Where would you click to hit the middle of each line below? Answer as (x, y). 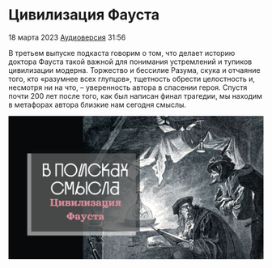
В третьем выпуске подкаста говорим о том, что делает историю (122, 53)
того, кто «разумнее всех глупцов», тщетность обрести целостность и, (132, 79)
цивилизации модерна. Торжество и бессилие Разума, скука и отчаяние (134, 70)
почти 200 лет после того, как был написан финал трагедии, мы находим (136, 96)
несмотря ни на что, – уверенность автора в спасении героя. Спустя (128, 87)
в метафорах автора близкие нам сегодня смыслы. (98, 104)
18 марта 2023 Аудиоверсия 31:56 (67, 37)
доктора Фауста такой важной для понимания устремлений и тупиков (130, 62)
